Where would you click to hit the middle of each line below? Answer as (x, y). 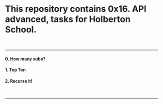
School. (21, 30)
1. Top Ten (15, 70)
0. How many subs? (25, 59)
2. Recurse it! (19, 81)
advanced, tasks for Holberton (68, 19)
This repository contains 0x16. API (76, 9)
